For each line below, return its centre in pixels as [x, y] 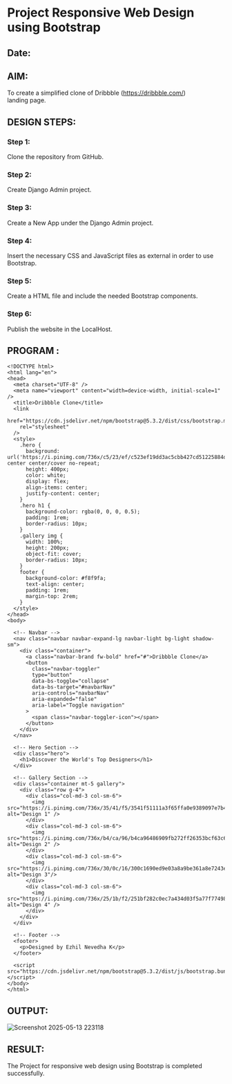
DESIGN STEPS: [42, 122]
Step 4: [20, 241]
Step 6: [20, 314]
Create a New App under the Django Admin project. [80, 223]
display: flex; [47, 482]
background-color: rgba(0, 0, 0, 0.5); [83, 512]
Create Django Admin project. [49, 190]
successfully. [26, 1073]
